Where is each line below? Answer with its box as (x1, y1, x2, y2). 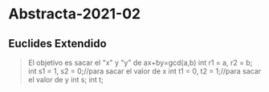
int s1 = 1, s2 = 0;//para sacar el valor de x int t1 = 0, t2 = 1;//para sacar (27, 66, 262, 76)
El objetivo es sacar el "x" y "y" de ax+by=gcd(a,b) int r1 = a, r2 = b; (27, 58, 253, 67)
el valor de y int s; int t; (27, 75, 104, 84)
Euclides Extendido (8, 37, 107, 50)
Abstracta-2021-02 (8, 5, 141, 23)
